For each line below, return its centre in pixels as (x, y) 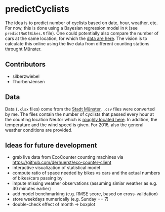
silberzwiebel (26, 76)
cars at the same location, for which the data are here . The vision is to (76, 38)
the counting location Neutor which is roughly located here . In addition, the (81, 119)
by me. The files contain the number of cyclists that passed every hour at (80, 114)
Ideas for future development (51, 145)
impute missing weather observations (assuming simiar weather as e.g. (85, 183)
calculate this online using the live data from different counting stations (77, 43)
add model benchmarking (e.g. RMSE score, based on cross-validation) (85, 194)
